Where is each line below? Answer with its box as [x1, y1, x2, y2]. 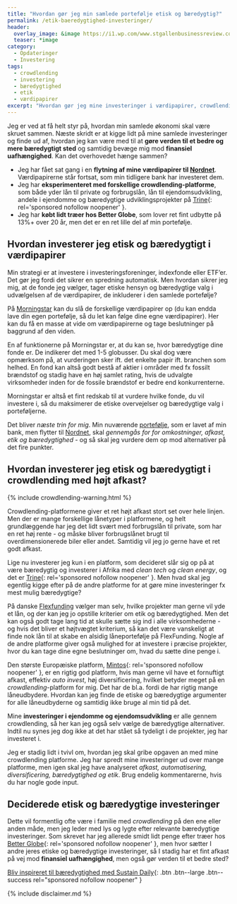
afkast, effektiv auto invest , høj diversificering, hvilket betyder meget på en [7, 675, 226, 684]
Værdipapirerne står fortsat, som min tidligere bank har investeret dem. [17, 172, 224, 181]
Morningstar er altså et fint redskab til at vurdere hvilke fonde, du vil [7, 391, 205, 400]
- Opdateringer [13, 50, 59, 57]
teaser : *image [13, 37, 59, 44]
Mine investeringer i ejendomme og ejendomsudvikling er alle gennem [7, 711, 217, 720]
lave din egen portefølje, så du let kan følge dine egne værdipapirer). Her [7, 311, 219, 320]
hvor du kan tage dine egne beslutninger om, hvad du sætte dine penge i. [7, 647, 221, 655]
